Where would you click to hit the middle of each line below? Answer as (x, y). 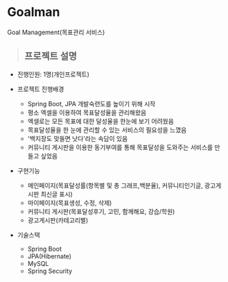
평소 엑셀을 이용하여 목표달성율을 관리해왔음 (87, 113)
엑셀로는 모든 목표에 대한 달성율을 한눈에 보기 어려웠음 (101, 121)
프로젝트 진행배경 (41, 89)
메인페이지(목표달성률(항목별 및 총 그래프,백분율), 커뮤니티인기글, (115, 185)
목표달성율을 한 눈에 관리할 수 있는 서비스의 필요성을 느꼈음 (107, 130)
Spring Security (50, 271)
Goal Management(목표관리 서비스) (56, 32)
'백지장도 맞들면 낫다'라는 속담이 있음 (78, 138)
